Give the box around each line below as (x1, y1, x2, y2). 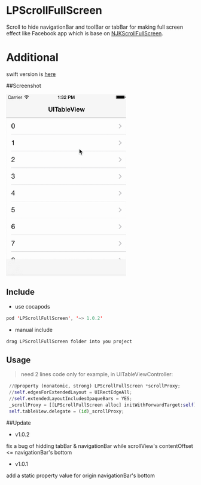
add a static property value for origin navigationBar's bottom (6, 472, 156, 479)
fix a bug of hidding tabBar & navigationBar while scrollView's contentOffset (6, 442, 193, 449)
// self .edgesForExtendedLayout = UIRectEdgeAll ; (8, 389, 133, 395)
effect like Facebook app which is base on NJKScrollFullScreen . (6, 29, 163, 36)
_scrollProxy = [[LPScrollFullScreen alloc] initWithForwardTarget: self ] (8, 402, 197, 408)
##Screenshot (6, 82, 41, 89)
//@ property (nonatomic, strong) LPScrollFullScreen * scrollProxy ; (8, 383, 181, 389)
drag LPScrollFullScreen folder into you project (6, 338, 133, 344)
